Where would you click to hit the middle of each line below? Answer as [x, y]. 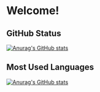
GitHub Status [34, 33]
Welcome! [33, 11]
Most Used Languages [50, 67]
